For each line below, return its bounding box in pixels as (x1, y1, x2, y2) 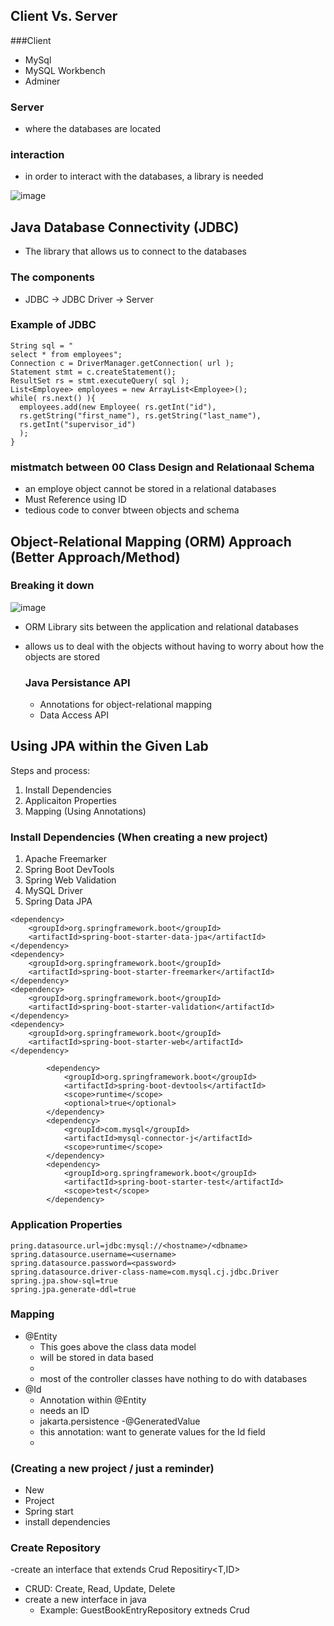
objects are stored (24, 650, 101, 663)
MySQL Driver (24, 885, 83, 897)
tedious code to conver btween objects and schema (24, 504, 240, 516)
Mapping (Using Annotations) (24, 805, 147, 817)
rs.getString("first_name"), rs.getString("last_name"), (19, 410, 262, 421)
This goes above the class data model (39, 1340, 197, 1353)
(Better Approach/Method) (10, 549, 181, 566)
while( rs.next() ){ (10, 393, 97, 403)
